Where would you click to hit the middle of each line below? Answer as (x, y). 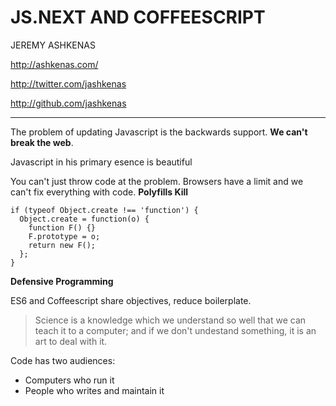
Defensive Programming (62, 281)
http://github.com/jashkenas (68, 103)
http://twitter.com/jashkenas (68, 83)
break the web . (42, 142)
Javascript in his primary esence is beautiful (101, 162)
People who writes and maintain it (94, 390)
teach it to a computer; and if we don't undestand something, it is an (175, 330)
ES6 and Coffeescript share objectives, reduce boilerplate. (131, 300)
